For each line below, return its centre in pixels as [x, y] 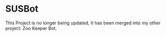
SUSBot [22, 9]
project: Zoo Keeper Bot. [31, 28]
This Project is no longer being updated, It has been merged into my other [83, 23]
